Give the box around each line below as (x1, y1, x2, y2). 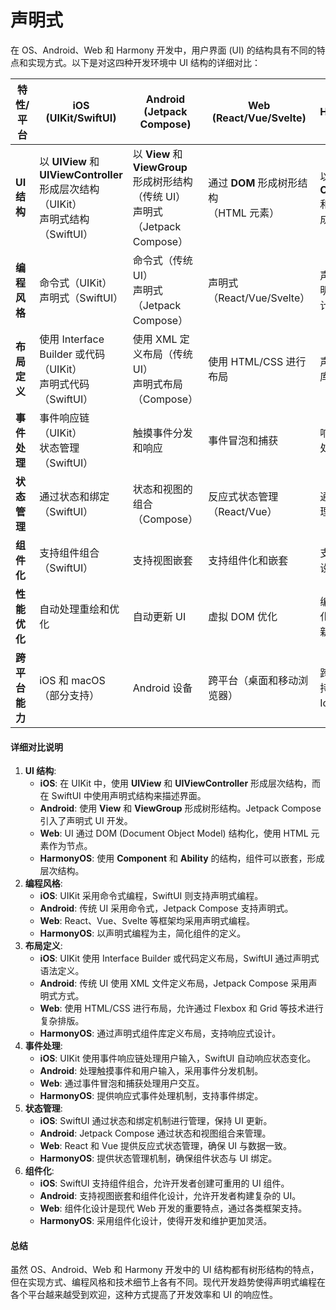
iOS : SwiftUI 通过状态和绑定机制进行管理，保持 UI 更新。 (39, 1115, 273, 1127)
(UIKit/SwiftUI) (45, 111, 117, 125)
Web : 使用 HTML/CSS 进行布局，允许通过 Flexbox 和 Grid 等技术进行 (39, 1002, 324, 1015)
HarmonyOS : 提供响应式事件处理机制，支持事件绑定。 (39, 1090, 264, 1102)
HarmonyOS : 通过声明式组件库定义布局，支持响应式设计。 (39, 1027, 282, 1040)
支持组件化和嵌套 (208, 553, 289, 567)
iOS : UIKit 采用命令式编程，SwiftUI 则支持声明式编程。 (39, 890, 264, 902)
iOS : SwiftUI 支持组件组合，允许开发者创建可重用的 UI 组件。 (39, 1177, 290, 1190)
